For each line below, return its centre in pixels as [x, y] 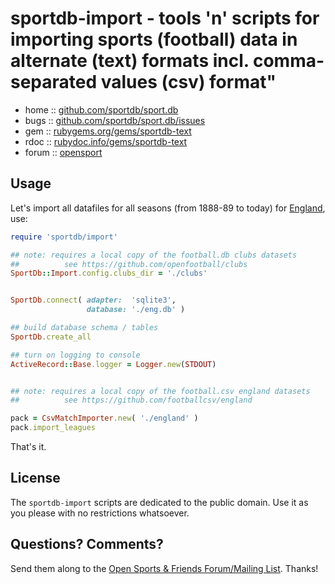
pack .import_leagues [53, 428]
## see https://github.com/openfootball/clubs [129, 264]
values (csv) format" [188, 82]
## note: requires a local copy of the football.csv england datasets [160, 391]
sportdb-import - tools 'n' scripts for [165, 18]
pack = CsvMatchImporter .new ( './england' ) [104, 418]
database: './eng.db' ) [136, 310]
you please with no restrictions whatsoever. [100, 513]
